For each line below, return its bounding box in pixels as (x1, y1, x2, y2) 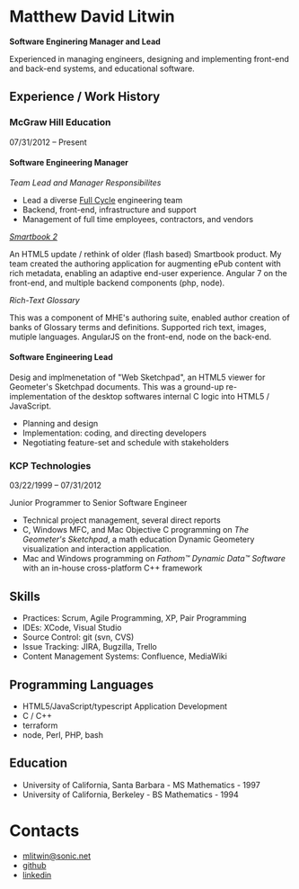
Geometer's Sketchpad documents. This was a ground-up (9, 382, 224, 392)
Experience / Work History (9, 89, 161, 104)
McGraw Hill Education (9, 116, 111, 129)
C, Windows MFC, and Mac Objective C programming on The (22, 525, 250, 535)
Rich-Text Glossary (9, 294, 81, 305)
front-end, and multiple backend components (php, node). (9, 277, 225, 288)
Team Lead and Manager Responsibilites (9, 177, 162, 188)
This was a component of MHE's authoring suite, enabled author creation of (9, 312, 290, 323)
